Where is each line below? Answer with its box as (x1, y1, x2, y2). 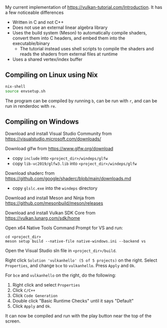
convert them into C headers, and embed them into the (12, 35, 126, 41)
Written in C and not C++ (12, 19, 64, 25)
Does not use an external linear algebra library (12, 24, 108, 30)
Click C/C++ (12, 287, 36, 294)
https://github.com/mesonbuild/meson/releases (5, 200, 103, 206)
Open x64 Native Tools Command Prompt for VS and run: (5, 225, 123, 231)
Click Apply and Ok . (12, 303, 51, 309)
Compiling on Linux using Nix (5, 71, 98, 79)
